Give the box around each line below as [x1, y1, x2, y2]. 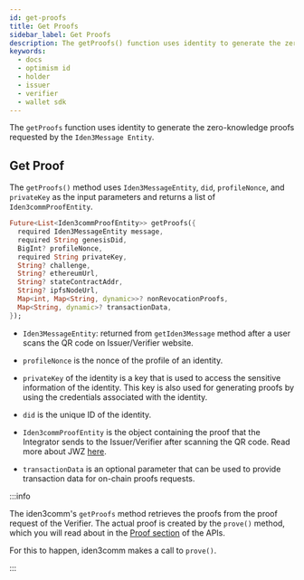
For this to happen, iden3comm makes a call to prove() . [9, 545, 217, 556]
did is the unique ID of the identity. [22, 409, 152, 420]
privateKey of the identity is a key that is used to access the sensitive [22, 372, 281, 383]
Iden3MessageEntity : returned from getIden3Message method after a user [22, 328, 291, 338]
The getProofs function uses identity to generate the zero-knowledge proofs [9, 122, 295, 133]
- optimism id [17, 64, 71, 73]
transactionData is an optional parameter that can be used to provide [22, 463, 281, 474]
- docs [17, 55, 43, 64]
